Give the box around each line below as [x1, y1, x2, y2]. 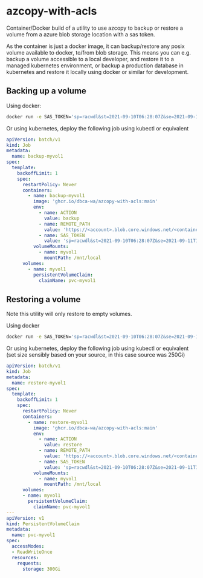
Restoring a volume [6, 294, 81, 304]
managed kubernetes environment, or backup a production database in [6, 62, 184, 69]
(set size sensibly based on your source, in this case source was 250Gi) [6, 351, 185, 358]
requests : [17, 560, 42, 566]
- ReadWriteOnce [11, 549, 53, 555]
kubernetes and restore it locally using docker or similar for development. [6, 68, 189, 75]
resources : [11, 554, 39, 560]
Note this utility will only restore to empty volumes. [6, 311, 132, 318]
